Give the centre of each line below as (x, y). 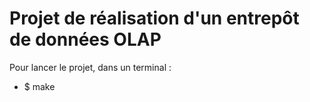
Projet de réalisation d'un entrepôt (154, 18)
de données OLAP (85, 39)
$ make (39, 86)
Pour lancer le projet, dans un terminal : (90, 67)
